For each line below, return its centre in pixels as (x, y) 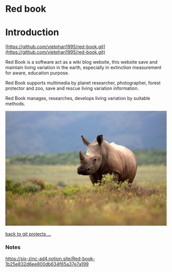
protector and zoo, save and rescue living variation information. (72, 88)
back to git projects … (28, 234)
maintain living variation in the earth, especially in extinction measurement (83, 68)
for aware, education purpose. (37, 73)
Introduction (32, 33)
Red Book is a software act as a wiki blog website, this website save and (81, 62)
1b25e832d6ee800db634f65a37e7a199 (47, 264)
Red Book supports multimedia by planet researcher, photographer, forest (83, 83)
